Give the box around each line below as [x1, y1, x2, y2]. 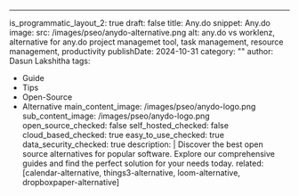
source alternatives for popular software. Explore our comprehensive [21, 149, 276, 159]
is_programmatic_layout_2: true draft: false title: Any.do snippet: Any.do [9, 18, 271, 28]
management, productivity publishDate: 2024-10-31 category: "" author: [9, 46, 274, 56]
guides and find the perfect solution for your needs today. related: [21, 158, 264, 168]
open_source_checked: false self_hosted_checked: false [21, 120, 230, 130]
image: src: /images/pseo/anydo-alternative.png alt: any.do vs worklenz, [9, 28, 276, 37]
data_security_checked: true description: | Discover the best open [21, 139, 264, 150]
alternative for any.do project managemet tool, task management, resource [9, 37, 284, 47]
